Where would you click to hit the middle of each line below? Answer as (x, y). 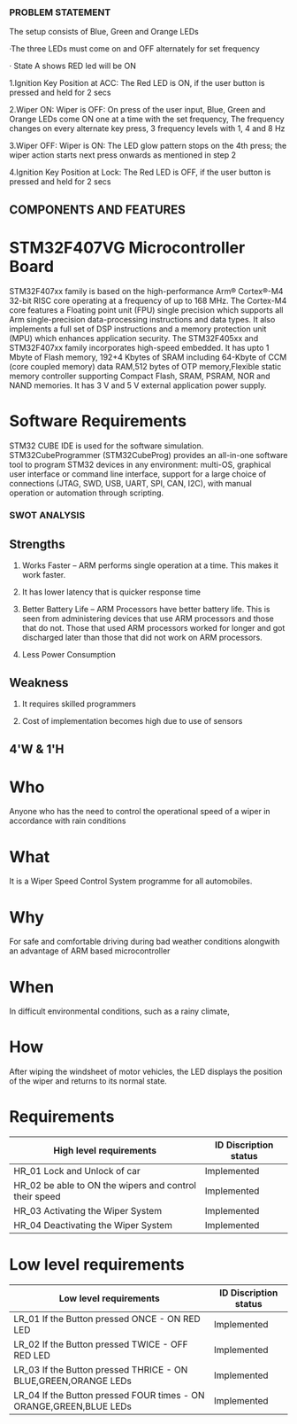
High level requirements (105, 1151)
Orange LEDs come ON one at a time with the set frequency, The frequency (147, 119)
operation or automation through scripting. (87, 493)
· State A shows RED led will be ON (73, 66)
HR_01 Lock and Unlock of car (77, 1171)
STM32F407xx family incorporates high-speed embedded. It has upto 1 (139, 347)
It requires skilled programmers (79, 704)
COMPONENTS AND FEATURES (97, 210)
